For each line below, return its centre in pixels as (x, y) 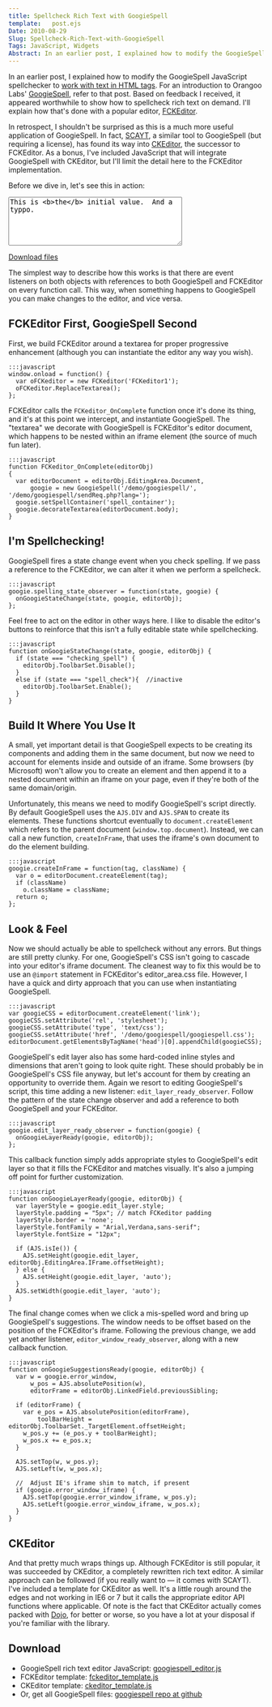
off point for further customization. (66, 1177)
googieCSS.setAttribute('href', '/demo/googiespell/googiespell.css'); (132, 1035)
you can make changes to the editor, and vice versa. (96, 298)
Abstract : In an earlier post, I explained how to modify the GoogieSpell (137, 53)
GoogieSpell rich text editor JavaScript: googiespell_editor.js (121, 1668)
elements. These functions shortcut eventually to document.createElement (131, 821)
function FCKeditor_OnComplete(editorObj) (81, 467)
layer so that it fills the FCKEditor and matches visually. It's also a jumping (131, 1169)
